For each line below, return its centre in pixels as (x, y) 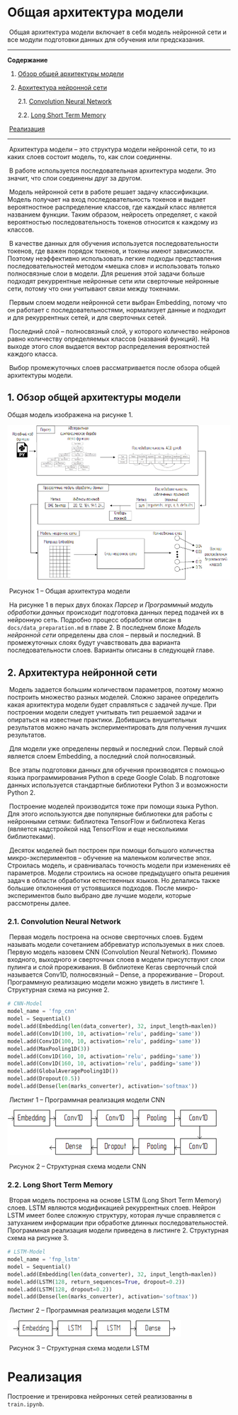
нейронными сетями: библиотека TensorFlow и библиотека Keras (106, 822)
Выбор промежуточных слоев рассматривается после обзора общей (114, 367)
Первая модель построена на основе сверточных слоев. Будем (106, 937)
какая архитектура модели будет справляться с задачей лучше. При (112, 705)
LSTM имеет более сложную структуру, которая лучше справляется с (114, 1215)
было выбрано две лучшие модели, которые (124, 896)
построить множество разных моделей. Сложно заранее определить (113, 698)
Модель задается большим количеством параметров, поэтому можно (116, 690)
